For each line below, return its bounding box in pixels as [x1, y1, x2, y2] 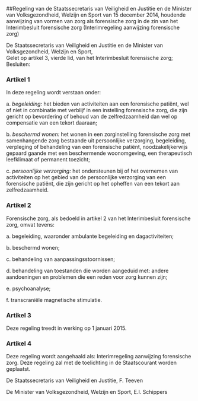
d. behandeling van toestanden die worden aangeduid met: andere [6, 267, 169, 274]
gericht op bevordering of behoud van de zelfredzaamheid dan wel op [6, 113, 178, 120]
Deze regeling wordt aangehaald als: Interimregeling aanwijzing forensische [6, 353, 191, 360]
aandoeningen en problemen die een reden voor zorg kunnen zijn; [6, 273, 168, 281]
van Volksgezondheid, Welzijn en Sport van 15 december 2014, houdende [6, 11, 186, 18]
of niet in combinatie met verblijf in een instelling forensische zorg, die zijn [6, 107, 188, 114]
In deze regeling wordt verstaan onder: [6, 89, 101, 96]
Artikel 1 [6, 75, 30, 84]
